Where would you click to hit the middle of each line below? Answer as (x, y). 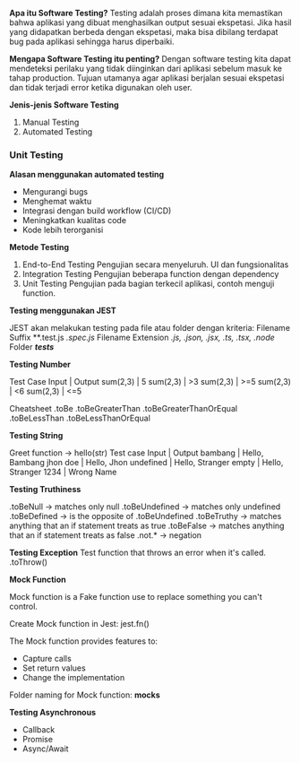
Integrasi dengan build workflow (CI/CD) (97, 211)
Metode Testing (39, 247)
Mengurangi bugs (55, 192)
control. (24, 607)
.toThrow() (28, 562)
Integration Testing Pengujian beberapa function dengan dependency (150, 274)
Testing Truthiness (45, 490)
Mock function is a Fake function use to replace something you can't (136, 597)
